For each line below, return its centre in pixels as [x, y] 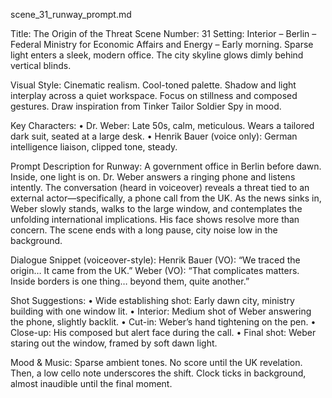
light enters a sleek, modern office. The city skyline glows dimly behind [157, 55]
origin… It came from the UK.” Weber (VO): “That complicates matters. [155, 270]
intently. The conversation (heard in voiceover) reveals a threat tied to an [160, 187]
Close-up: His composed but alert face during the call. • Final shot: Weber [163, 332]
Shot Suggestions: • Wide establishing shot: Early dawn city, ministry [152, 300]
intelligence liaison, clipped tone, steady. [94, 147]
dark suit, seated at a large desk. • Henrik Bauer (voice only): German [154, 136]
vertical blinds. [41, 65]
